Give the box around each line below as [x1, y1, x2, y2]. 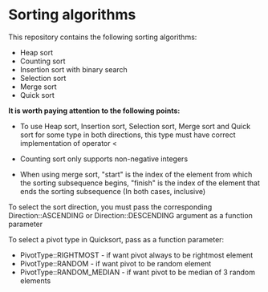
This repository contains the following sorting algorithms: [8, 32, 197, 42]
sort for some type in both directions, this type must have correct [19, 130, 236, 140]
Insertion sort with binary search [19, 64, 128, 74]
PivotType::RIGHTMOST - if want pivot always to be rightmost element [19, 250, 254, 260]
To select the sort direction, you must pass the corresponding [8, 202, 213, 212]
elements [19, 275, 51, 286]
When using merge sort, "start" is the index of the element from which [19, 169, 253, 179]
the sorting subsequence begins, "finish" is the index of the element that [19, 178, 261, 188]
